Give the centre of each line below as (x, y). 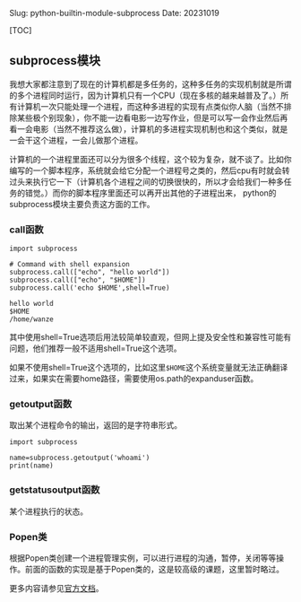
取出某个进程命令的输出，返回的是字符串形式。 (95, 425)
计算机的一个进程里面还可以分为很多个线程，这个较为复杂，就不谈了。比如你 (150, 159)
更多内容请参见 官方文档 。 (56, 588)
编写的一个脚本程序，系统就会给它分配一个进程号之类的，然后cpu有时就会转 (150, 170)
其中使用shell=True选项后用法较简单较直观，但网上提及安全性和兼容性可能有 (150, 337)
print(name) (31, 466)
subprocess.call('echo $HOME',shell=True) (90, 288)
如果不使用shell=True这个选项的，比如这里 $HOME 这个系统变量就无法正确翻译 (149, 368)
